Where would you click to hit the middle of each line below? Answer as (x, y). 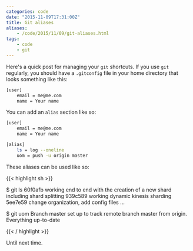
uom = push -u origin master (52, 156)
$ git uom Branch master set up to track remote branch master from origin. (96, 213)
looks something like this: (37, 79)
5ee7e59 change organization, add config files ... (66, 202)
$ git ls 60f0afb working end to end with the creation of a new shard (89, 190)
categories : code (27, 11)
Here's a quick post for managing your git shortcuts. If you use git (88, 67)
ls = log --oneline (41, 150)
